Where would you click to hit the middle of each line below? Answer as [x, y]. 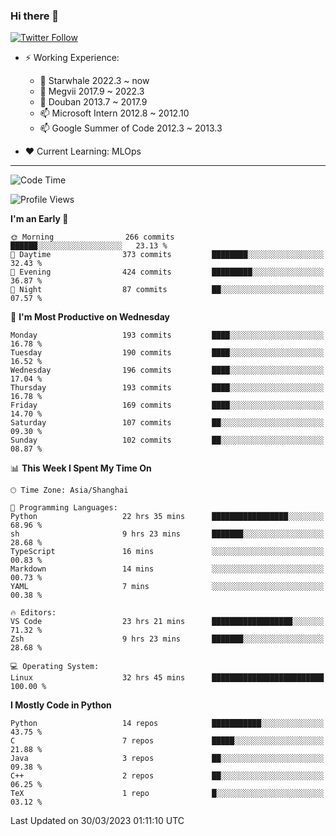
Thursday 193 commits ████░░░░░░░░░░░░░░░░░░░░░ [167, 388]
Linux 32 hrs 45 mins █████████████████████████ [167, 678]
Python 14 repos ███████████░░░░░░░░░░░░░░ [167, 724]
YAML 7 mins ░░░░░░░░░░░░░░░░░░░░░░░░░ [167, 587]
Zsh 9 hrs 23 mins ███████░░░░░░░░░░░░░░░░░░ [167, 639]
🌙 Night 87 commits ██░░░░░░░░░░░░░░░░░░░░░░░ [167, 290]
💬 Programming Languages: [64, 508]
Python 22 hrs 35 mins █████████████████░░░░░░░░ [167, 517]
